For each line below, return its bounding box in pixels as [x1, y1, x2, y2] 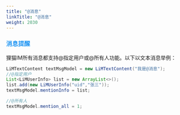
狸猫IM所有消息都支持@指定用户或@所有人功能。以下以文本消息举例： [6, 54, 176, 61]
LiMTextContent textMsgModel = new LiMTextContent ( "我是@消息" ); [6, 65, 166, 72]
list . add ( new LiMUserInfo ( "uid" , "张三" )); [6, 82, 110, 88]
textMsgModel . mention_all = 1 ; [6, 103, 83, 109]
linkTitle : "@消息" [6, 14, 52, 20]
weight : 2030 [6, 19, 38, 25]
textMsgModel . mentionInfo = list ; [6, 88, 91, 93]
